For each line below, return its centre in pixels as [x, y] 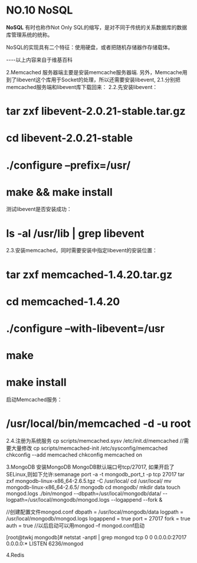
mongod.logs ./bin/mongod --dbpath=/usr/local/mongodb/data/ [84, 493]
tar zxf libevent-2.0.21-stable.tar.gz [96, 111]
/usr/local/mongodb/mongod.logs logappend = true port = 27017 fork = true [98, 518]
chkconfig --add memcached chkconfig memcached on [74, 455]
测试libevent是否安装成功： [39, 209]
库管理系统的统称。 [29, 34]
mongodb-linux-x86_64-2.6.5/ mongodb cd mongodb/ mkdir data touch [93, 487]
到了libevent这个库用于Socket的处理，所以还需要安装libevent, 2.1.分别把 [93, 80]
